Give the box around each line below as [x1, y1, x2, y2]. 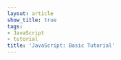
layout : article [7, 10, 54, 17]
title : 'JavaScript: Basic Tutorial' [7, 42, 115, 49]
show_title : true [7, 17, 57, 23]
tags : [7, 23, 23, 30]
